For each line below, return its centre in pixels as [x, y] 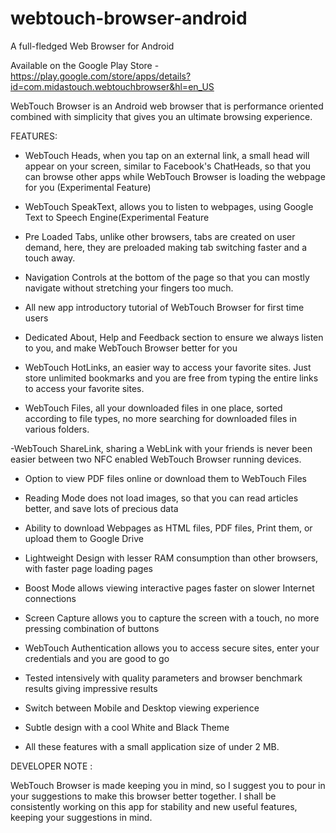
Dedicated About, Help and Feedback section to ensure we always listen [174, 337]
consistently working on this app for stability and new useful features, [154, 806]
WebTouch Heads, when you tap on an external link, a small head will [167, 155]
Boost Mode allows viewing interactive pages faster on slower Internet [169, 588]
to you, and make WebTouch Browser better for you [131, 348]
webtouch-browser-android [129, 18]
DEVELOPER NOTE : [51, 766]
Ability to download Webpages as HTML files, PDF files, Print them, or [168, 528]
